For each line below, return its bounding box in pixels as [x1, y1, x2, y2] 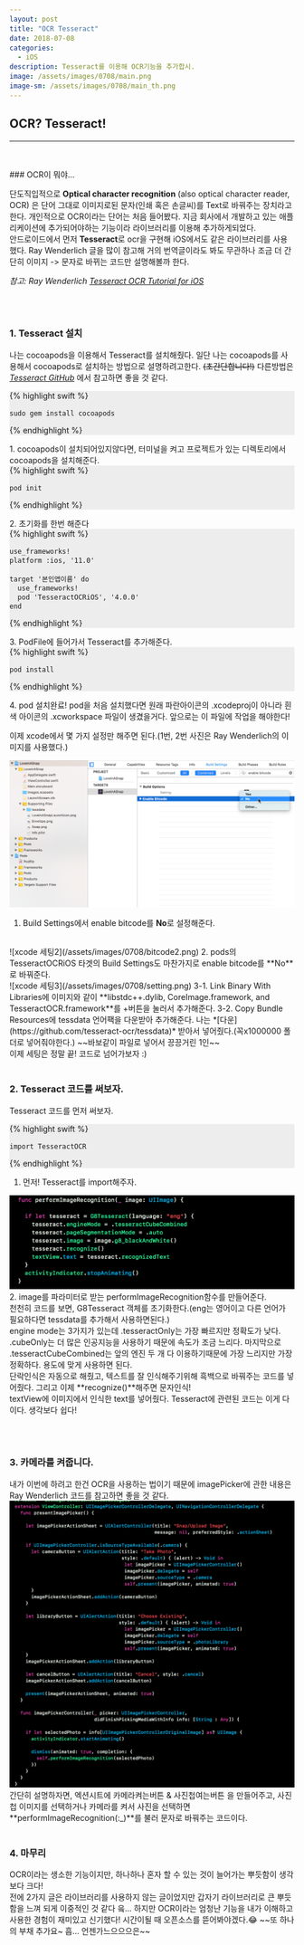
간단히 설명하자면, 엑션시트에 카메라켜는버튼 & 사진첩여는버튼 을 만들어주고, [9, 1789, 276, 1800]
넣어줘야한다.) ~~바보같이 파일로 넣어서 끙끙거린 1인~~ [25, 1037, 220, 1048]
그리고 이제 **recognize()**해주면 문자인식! [35, 1381, 192, 1393]
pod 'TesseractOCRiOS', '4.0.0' [17, 593, 140, 602]
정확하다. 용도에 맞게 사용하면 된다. [9, 1359, 133, 1370]
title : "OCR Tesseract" [9, 24, 100, 33]
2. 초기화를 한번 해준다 [9, 518, 90, 529]
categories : [9, 43, 54, 52]
